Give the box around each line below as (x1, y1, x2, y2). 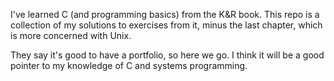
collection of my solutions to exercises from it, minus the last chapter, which (10, 19, 323, 31)
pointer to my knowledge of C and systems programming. (10, 60, 248, 71)
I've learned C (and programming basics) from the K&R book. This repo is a (10, 9, 320, 20)
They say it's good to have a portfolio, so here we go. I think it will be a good (10, 49, 325, 61)
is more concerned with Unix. (10, 30, 132, 41)
